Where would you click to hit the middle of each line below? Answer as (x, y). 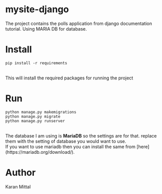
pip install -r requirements (36, 63)
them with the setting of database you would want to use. (66, 141)
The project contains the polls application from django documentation (79, 23)
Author (20, 173)
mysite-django (37, 9)
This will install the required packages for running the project (69, 78)
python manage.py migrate (33, 116)
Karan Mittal (18, 186)
